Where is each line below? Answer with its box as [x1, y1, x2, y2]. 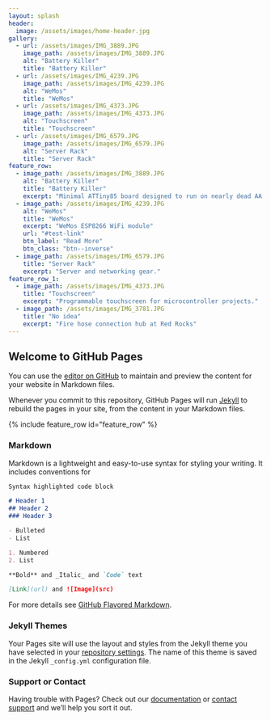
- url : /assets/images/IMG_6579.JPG [15, 132, 139, 140]
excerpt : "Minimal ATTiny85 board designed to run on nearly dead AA [23, 192, 263, 200]
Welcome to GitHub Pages [8, 349, 143, 364]
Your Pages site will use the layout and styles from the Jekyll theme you [8, 638, 248, 648]
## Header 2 [8, 504, 49, 513]
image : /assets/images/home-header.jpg [15, 27, 150, 35]
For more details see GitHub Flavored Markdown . [8, 600, 172, 610]
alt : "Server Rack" [23, 147, 89, 155]
